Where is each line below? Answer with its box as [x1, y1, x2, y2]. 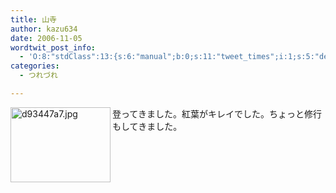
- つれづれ [19, 71, 58, 81]
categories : [10, 61, 60, 71]
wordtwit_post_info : [10, 42, 97, 53]
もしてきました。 [112, 120, 183, 132]
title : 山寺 [10, 14, 57, 25]
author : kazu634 [10, 24, 78, 34]
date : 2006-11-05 [10, 33, 83, 43]
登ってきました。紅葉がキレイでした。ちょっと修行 [112, 107, 322, 120]
